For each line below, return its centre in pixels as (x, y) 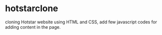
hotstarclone (32, 9)
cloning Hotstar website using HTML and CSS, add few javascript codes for (81, 22)
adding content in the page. (33, 27)
